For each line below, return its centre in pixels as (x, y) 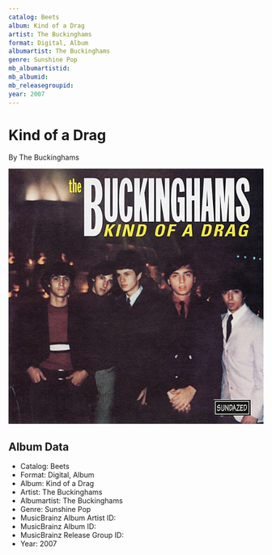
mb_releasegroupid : (41, 85)
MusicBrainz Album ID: (58, 527)
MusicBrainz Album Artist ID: (68, 518)
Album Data (39, 447)
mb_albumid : (28, 77)
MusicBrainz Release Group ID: (72, 536)
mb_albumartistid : (39, 69)
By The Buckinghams (44, 157)
